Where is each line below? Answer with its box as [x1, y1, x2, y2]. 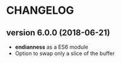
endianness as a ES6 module [14, 43, 88, 50]
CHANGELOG [6, 4, 74, 17]
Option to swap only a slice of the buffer [14, 50, 115, 57]
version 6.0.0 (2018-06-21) [6, 28, 110, 38]
